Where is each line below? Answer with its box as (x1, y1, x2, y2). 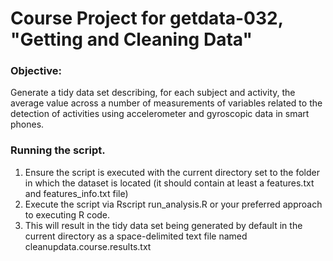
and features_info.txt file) (24, 187, 129, 199)
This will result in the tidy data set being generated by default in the (24, 219, 303, 231)
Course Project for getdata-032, (10, 7, 284, 30)
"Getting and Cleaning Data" (10, 28, 253, 51)
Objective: (10, 64, 62, 78)
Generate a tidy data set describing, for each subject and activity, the (10, 87, 296, 99)
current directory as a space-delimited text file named (24, 230, 248, 242)
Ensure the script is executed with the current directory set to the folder (24, 166, 320, 178)
